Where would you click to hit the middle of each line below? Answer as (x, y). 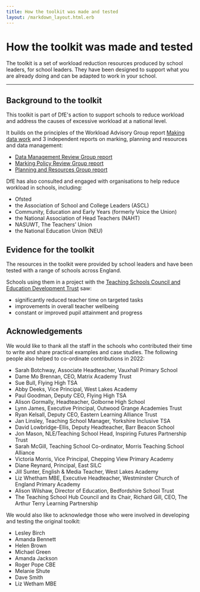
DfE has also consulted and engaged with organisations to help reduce (93, 181)
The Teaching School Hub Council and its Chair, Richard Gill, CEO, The (101, 497)
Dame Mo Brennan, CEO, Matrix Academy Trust (73, 376)
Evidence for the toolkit (50, 249)
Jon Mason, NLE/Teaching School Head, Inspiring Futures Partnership (101, 433)
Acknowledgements (44, 331)
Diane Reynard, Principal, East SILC (58, 465)
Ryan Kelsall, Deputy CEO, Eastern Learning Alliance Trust (86, 414)
